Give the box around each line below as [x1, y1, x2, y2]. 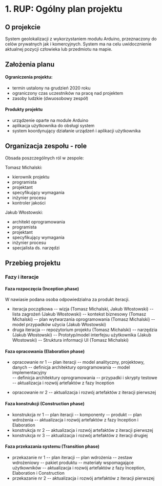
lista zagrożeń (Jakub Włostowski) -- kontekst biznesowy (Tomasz [12, 311, 146, 317]
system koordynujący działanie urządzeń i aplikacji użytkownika [12, 128, 141, 133]
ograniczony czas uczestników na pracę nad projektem [12, 90, 123, 96]
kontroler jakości [12, 199, 46, 206]
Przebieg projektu [5, 259, 61, 267]
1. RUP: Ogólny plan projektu [5, 3, 122, 15]
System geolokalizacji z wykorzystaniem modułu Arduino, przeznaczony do [5, 36, 157, 42]
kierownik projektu [12, 174, 50, 179]
